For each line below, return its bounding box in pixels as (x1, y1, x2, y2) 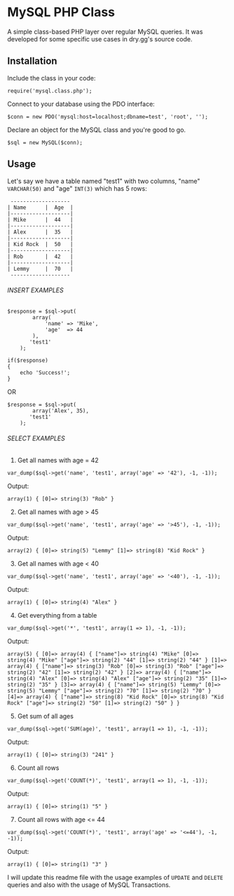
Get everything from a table (17, 611, 97, 619)
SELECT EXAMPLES (7, 434, 65, 442)
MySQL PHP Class (7, 4, 116, 20)
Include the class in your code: (7, 74, 96, 82)
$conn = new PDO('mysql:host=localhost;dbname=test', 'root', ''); (7, 113, 209, 120)
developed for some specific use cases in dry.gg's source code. (7, 34, 193, 43)
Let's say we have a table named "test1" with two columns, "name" (7, 177, 200, 185)
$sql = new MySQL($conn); (7, 139, 83, 146)
